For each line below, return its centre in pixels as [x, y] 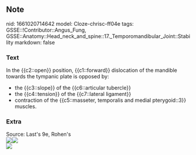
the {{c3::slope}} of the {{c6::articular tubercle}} [72, 88]
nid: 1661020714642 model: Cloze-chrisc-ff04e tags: [70, 23]
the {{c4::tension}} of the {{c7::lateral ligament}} [73, 94]
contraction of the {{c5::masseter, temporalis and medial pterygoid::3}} [100, 100]
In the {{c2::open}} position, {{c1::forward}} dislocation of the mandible [92, 70]
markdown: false [35, 42]
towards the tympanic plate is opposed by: [58, 77]
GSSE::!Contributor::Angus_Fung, [46, 30]
